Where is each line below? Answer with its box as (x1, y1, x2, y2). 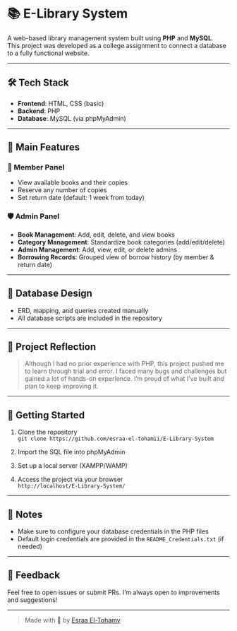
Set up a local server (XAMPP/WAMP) (17, 461, 128, 470)
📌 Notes (7, 508, 43, 520)
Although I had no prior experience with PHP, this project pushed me (24, 360, 224, 368)
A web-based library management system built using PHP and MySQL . (7, 33, 214, 42)
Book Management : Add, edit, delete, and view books (17, 230, 175, 239)
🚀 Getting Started (7, 409, 85, 421)
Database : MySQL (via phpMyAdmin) (17, 114, 127, 122)
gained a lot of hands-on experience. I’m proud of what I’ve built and (24, 375, 224, 383)
